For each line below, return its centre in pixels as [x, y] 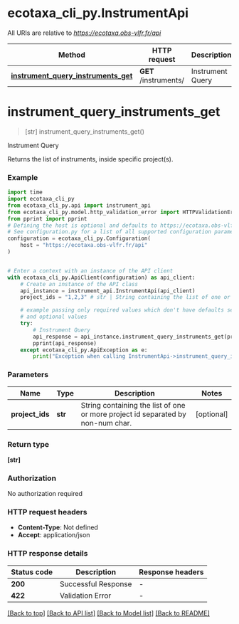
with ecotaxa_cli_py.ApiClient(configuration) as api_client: [101, 277]
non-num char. [106, 423]
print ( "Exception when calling [79, 356]
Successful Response [96, 583]
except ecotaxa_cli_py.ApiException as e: [84, 350]
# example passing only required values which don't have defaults [122, 310]
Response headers [171, 572]
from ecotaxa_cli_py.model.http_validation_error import [94, 212]
